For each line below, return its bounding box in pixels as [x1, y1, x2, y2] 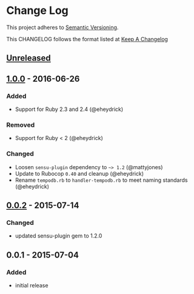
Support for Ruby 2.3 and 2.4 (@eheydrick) [15, 105, 124, 113]
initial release [15, 281, 48, 289]
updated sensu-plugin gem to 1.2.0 [15, 232, 102, 239]
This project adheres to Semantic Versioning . [6, 24, 119, 31]
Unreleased [6, 53, 52, 64]
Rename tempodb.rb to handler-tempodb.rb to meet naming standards [15, 176, 188, 184]
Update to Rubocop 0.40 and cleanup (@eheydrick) [15, 170, 144, 177]
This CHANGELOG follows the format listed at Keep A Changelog [6, 35, 169, 42]
